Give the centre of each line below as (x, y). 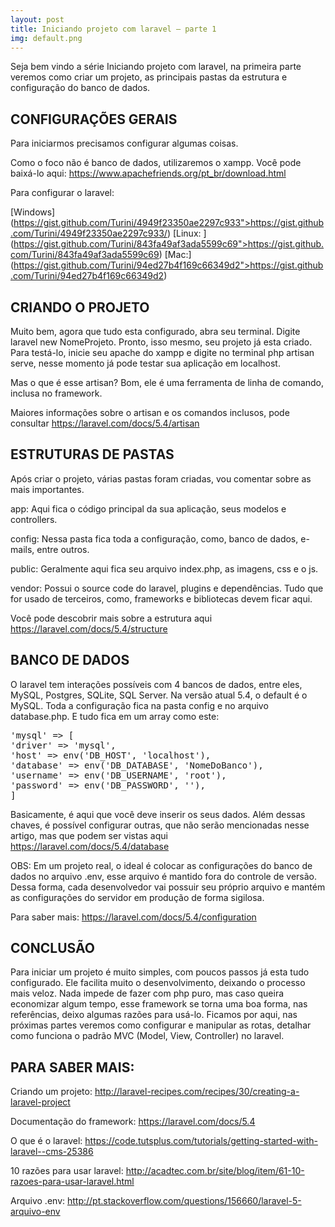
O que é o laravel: (46, 1141)
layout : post (37, 19)
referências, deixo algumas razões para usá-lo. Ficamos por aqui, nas (154, 1015)
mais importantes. (47, 489)
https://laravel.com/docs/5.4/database (90, 846)
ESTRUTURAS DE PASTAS (92, 454)
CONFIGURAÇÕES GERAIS (94, 119)
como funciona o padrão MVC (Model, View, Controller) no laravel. (147, 1036)
